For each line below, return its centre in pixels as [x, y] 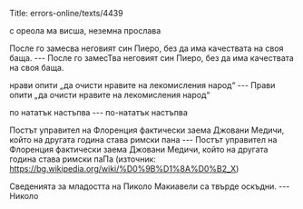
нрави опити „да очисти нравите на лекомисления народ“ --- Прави [142, 85]
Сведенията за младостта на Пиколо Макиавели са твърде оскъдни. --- [150, 186]
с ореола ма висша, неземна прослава [85, 30]
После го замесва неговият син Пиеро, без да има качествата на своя [147, 48]
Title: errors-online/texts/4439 [67, 13]
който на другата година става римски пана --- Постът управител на [143, 139]
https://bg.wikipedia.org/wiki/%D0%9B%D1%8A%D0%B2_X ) [124, 169]
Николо [24, 196]
